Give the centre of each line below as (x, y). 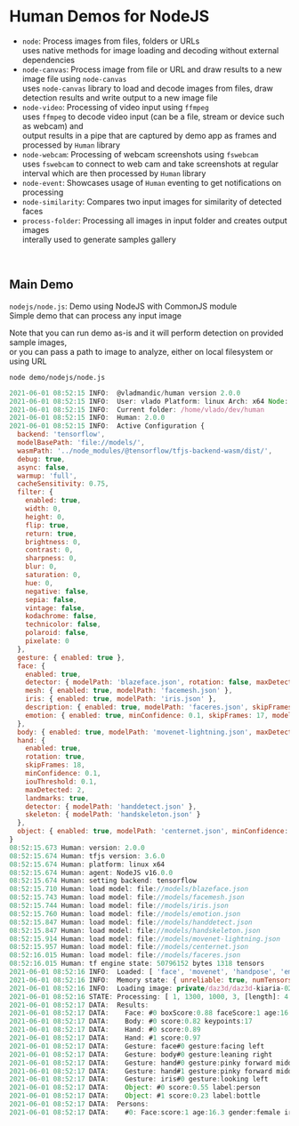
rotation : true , (56, 757)
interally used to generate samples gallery (99, 239)
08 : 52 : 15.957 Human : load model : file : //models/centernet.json (129, 947)
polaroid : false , (57, 633)
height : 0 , (45, 517)
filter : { (35, 492)
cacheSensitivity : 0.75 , (63, 484)
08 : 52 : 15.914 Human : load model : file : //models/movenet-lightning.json (145, 939)
